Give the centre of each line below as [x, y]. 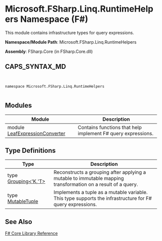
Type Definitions [30, 151]
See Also [19, 222]
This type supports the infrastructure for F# [103, 198]
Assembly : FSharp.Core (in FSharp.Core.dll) [49, 51]
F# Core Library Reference [31, 233]
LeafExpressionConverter [36, 133]
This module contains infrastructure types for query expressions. [69, 32]
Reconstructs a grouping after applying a [100, 172]
